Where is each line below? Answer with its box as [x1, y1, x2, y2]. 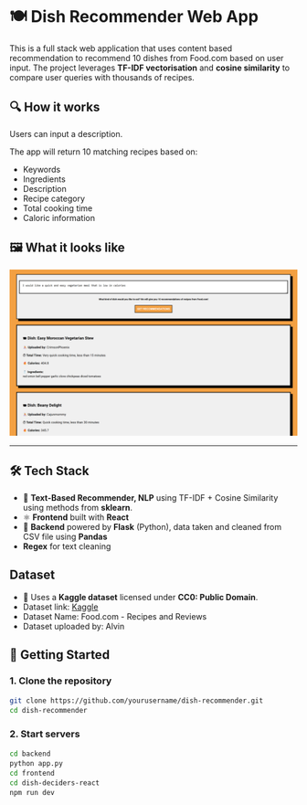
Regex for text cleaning [22, 540, 111, 552]
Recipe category [22, 193, 85, 204]
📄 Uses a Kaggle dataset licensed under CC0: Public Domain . [22, 591, 259, 602]
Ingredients [22, 174, 66, 185]
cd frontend [9, 768, 55, 779]
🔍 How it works [9, 100, 101, 115]
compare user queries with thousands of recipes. [9, 71, 195, 82]
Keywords [22, 164, 61, 175]
